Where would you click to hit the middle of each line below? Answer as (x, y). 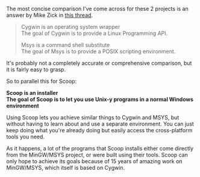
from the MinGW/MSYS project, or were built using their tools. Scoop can (97, 155)
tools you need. (26, 137)
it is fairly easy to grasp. (36, 69)
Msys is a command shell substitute (65, 45)
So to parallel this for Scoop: (42, 81)
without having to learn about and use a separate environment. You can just (100, 124)
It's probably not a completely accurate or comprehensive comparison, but (99, 63)
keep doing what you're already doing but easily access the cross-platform (99, 130)
